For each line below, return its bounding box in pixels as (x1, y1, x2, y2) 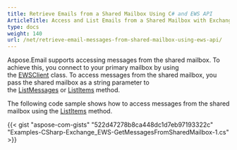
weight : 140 (7, 30, 42, 37)
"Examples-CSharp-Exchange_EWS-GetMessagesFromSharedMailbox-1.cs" (7, 128, 229, 137)
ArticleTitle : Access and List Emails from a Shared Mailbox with (7, 17, 207, 24)
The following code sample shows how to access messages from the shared (7, 99, 230, 108)
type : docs (7, 23, 39, 30)
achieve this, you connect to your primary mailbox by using (7, 63, 179, 72)
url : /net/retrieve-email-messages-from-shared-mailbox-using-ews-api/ (7, 37, 222, 44)
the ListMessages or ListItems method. (7, 86, 121, 94)
